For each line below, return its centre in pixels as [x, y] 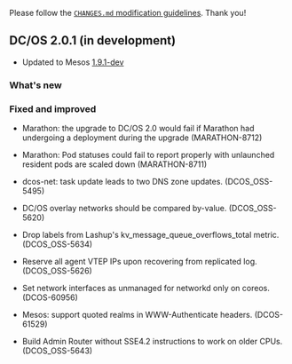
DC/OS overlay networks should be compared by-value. [124, 209]
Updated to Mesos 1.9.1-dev [73, 62]
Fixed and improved [53, 108]
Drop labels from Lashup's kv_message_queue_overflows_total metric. [150, 235]
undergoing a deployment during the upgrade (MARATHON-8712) [142, 138]
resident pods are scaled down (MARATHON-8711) [114, 164]
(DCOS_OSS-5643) [57, 351]
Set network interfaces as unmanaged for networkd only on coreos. [146, 289]
